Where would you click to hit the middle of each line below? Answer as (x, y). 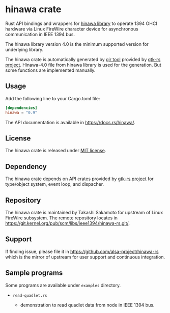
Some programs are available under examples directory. (63, 285)
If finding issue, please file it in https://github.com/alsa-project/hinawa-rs (82, 251)
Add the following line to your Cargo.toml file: (53, 98)
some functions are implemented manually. (50, 70)
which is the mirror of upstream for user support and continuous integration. (85, 257)
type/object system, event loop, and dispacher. (55, 184)
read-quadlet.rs (30, 295)
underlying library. (24, 49)
